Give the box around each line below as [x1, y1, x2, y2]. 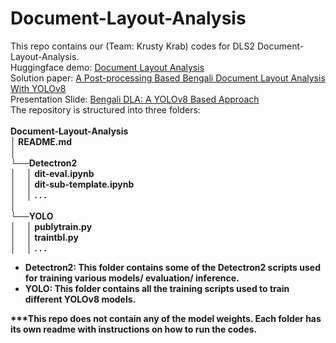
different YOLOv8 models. [24, 293, 137, 305]
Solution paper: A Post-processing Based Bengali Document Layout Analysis [10, 72, 326, 84]
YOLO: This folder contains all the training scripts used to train [24, 282, 290, 294]
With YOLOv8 [10, 82, 67, 94]
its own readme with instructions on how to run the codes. [10, 323, 258, 335]
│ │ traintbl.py [10, 231, 79, 243]
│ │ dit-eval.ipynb [10, 167, 95, 179]
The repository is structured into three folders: [10, 103, 201, 116]
